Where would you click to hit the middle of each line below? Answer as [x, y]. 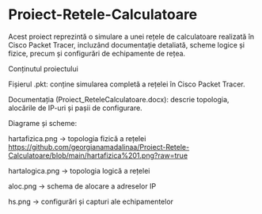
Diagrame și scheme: [43, 123]
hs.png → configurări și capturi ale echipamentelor [91, 201]
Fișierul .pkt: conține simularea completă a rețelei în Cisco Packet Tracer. [127, 84]
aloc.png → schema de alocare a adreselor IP [82, 186]
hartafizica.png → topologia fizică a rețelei [77, 138]
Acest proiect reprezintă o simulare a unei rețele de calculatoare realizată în [131, 36]
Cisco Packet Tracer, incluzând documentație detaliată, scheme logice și [127, 44]
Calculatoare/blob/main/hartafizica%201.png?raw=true [98, 155]
